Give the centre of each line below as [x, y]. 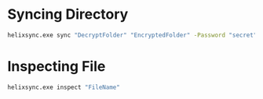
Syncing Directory [68, 14]
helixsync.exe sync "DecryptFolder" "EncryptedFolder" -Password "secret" [132, 35]
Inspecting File [57, 66]
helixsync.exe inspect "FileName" [64, 87]
